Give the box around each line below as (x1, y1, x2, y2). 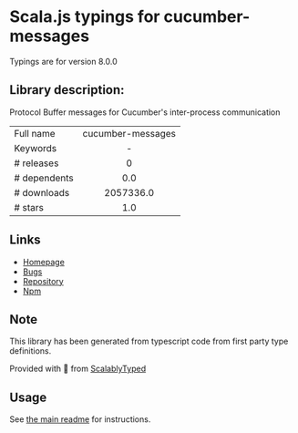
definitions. (9, 345, 52, 356)
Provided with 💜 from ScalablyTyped (9, 363, 147, 375)
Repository (22, 275, 64, 286)
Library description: (9, 82, 125, 98)
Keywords (14, 141, 57, 154)
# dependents (14, 171, 75, 184)
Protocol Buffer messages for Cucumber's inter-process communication (9, 107, 281, 118)
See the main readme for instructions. (9, 414, 151, 425)
